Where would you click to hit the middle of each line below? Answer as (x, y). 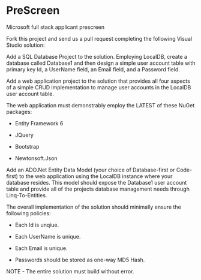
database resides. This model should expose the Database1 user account (97, 182)
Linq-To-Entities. (27, 195)
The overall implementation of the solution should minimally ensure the (94, 207)
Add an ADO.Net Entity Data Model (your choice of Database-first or (91, 170)
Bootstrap (27, 146)
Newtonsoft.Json (36, 158)
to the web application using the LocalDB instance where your (96, 176)
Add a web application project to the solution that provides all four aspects (98, 81)
